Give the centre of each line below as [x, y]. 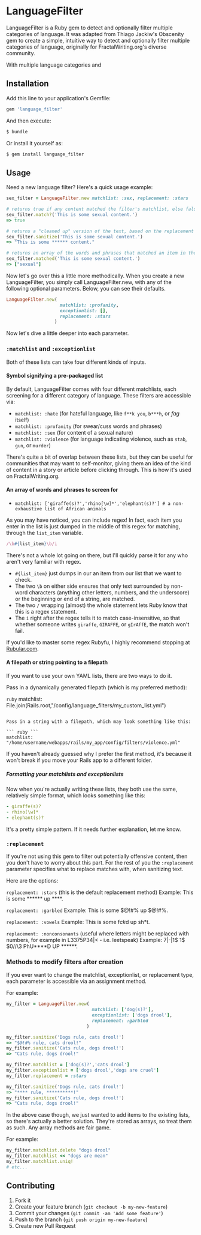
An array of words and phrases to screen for [62, 490]
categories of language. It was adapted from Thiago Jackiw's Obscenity [95, 34]
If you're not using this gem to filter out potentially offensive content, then [97, 856]
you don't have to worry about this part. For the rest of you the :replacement [100, 862]
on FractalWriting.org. [33, 476]
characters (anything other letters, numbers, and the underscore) [109, 592]
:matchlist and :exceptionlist [51, 349]
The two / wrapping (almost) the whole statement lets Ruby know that [101, 605]
